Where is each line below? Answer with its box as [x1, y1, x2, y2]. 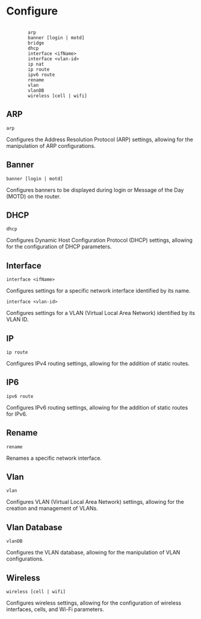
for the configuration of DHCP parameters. [6, 243, 112, 250]
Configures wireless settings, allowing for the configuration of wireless [6, 599, 182, 607]
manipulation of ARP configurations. [6, 142, 96, 149]
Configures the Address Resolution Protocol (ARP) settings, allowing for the [6, 136, 194, 143]
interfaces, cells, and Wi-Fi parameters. [6, 606, 104, 613]
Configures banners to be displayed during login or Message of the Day [6, 186, 184, 194]
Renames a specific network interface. [6, 454, 102, 462]
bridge [28, 40, 45, 46]
